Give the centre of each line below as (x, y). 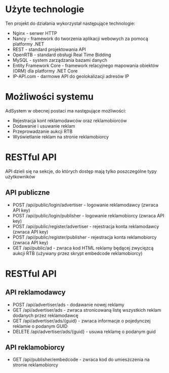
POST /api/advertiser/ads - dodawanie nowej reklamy (69, 305)
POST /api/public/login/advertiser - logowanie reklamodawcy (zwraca (85, 205)
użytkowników (20, 176)
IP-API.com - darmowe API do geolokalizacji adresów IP (71, 76)
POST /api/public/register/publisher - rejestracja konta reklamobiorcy (85, 237)
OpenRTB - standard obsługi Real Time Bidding (62, 55)
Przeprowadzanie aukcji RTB (43, 131)
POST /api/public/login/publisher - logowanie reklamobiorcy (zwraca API (88, 215)
